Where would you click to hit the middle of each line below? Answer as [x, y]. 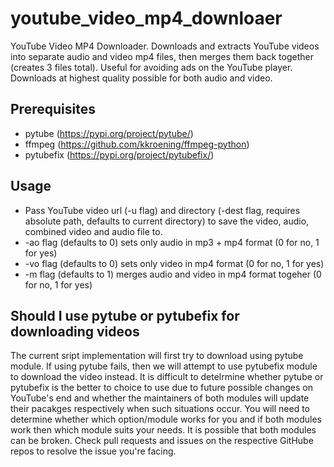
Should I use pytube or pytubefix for [125, 315]
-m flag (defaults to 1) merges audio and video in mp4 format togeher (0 [173, 274]
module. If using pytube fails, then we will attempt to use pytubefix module [164, 366]
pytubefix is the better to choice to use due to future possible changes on [161, 388]
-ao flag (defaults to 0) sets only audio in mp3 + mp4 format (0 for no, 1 [172, 242]
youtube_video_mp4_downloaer [146, 18]
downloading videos [75, 331]
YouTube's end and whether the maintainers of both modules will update [160, 398]
